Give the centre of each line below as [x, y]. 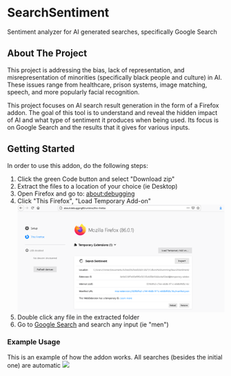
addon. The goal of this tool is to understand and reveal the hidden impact [112, 112]
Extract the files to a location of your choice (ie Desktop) [97, 186]
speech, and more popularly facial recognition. [73, 92]
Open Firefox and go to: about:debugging [76, 194]
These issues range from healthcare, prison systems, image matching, [107, 85]
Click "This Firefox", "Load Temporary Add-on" [84, 200]
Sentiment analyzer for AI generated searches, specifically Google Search [112, 32]
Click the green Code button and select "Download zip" [96, 179]
